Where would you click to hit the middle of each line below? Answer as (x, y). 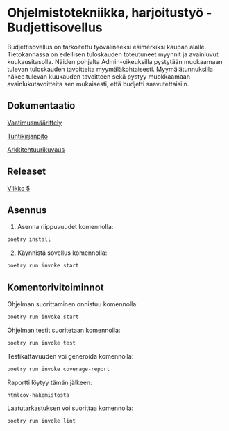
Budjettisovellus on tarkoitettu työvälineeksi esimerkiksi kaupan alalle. (107, 47)
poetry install (29, 240)
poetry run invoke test (42, 343)
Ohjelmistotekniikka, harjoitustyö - (110, 13)
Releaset (27, 172)
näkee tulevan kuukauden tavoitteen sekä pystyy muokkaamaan (99, 76)
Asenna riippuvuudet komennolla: (65, 227)
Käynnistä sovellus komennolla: (62, 253)
